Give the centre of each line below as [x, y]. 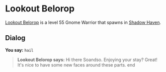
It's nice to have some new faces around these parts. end [76, 65]
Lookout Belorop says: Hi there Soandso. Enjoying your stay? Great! [87, 60]
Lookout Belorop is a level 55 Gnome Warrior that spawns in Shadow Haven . [83, 22]
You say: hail [19, 50]
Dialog [15, 38]
